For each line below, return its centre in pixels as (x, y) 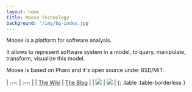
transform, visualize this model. (46, 59)
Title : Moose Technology (38, 18)
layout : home (23, 12)
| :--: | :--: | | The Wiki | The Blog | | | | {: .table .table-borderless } (96, 83)
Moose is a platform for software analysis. (59, 41)
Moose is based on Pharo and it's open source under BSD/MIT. (85, 70)
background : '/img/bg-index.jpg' (49, 23)
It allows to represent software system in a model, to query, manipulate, (96, 52)
